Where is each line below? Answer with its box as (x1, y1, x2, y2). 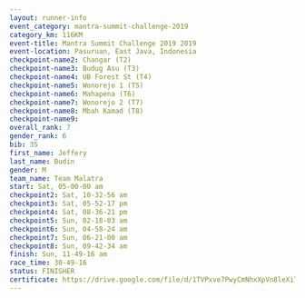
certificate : (9, 275, 59, 284)
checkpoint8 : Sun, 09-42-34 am (9, 242, 128, 251)
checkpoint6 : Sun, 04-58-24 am (9, 224, 128, 233)
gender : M (9, 165, 47, 174)
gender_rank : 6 (9, 132, 67, 141)
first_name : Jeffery (9, 148, 88, 157)
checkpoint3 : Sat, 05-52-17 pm (9, 199, 128, 209)
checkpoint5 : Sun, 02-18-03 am (9, 215, 128, 225)
